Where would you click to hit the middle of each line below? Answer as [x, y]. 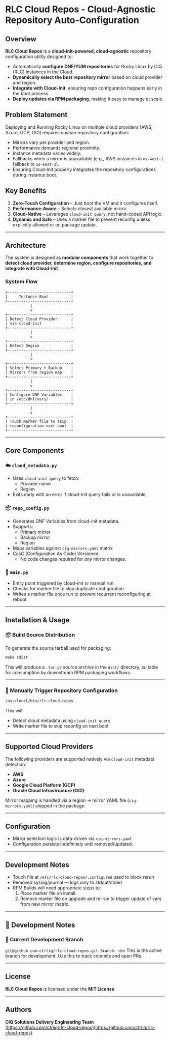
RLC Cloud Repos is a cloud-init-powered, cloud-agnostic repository [78, 51]
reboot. [20, 599]
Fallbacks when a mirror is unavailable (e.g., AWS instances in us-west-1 [88, 158]
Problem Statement [36, 115]
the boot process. [31, 93]
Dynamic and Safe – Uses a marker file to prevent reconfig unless [81, 219]
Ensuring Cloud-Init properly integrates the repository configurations [84, 169]
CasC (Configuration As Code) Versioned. [56, 554]
